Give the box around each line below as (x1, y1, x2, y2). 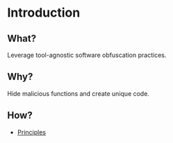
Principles (17, 128, 47, 136)
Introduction (7, 5, 81, 21)
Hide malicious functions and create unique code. (7, 89, 149, 98)
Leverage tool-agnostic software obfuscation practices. (7, 51, 167, 59)
